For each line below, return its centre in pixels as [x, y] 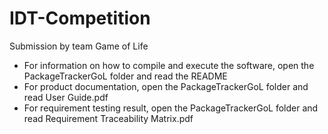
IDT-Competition [80, 18]
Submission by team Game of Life [79, 46]
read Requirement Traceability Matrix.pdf [108, 118]
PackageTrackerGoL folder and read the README [125, 76]
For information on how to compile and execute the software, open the [169, 65]
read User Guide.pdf [66, 97]
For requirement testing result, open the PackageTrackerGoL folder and [171, 108]
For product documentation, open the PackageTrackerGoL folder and [166, 86]
